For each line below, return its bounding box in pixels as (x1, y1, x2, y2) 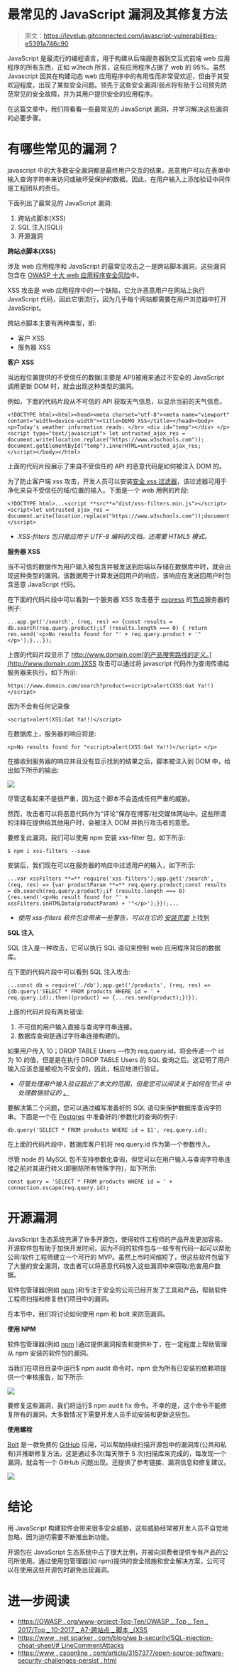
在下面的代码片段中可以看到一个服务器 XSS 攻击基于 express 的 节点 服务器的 (7, 595, 230, 604)
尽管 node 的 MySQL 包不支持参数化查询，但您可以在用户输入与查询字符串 (7, 1154, 225, 1163)
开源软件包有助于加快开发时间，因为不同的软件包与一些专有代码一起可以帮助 (7, 1243, 231, 1252)
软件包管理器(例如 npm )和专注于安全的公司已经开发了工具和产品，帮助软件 (7, 1285, 228, 1294)
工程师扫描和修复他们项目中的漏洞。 (7, 1295, 113, 1303)
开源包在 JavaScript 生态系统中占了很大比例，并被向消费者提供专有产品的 (7, 1548, 223, 1556)
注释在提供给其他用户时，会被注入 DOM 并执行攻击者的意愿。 (13, 818, 194, 827)
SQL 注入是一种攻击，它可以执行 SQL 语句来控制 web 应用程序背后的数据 (7, 943, 221, 952)
